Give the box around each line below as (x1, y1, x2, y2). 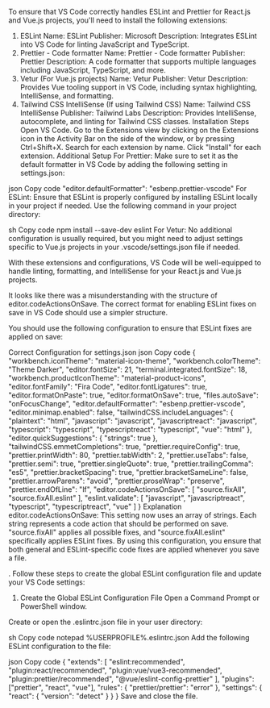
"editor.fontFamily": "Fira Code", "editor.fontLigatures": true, (8, 382, 208, 391)
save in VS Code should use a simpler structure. (8, 308, 168, 317)
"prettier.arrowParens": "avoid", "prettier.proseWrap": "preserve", (8, 476, 225, 485)
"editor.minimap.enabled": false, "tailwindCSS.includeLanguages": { (8, 407, 234, 417)
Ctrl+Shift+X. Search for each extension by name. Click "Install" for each (19, 143, 262, 152)
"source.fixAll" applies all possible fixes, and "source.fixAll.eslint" (8, 527, 226, 537)
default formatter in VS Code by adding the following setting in (19, 160, 228, 169)
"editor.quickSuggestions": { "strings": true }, (8, 433, 159, 443)
